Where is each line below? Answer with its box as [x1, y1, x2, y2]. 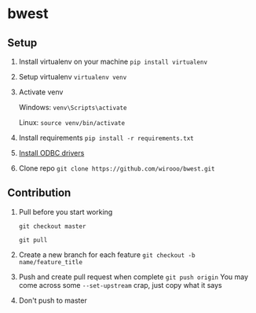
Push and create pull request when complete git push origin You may [18, 272, 249, 282]
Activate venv [18, 87, 64, 97]
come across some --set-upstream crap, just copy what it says [18, 280, 222, 289]
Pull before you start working [18, 207, 113, 216]
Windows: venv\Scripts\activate [18, 103, 127, 112]
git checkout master [18, 222, 86, 230]
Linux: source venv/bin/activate [18, 118, 126, 127]
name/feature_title [18, 258, 83, 266]
